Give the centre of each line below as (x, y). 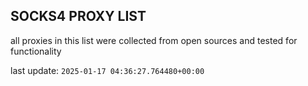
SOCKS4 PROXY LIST (78, 16)
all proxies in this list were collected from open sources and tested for (154, 40)
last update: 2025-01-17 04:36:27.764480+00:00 (107, 70)
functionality (36, 51)
